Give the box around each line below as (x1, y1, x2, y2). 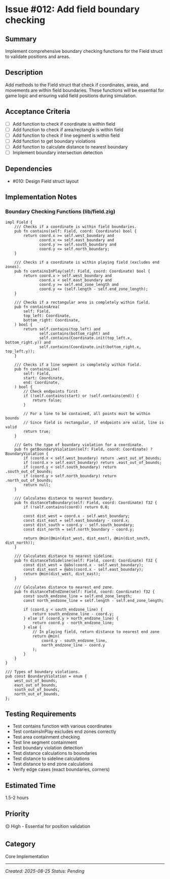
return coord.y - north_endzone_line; (32, 620, 114, 625)
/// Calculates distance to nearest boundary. (14, 495, 114, 501)
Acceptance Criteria (5, 107, 70, 116)
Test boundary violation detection (12, 745, 83, 751)
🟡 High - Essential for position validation (5, 823, 90, 829)
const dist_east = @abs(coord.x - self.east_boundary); (23, 567, 144, 572)
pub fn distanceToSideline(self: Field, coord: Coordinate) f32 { (14, 558, 157, 563)
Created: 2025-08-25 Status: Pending (5, 868, 85, 874)
